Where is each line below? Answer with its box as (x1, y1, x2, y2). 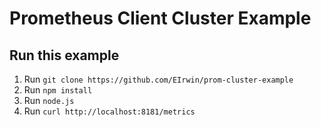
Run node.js (23, 95, 75, 106)
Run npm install (23, 84, 93, 96)
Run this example (9, 47, 120, 64)
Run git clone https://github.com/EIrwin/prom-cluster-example (23, 73, 294, 85)
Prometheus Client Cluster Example (9, 7, 312, 30)
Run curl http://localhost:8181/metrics (23, 105, 196, 117)
